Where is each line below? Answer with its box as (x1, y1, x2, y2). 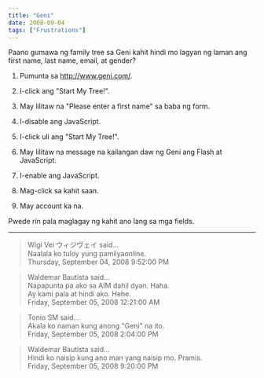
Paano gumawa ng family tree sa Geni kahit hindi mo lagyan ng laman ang (8, 48, 247, 57)
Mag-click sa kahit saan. (19, 186, 100, 196)
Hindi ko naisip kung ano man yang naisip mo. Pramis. (27, 353, 203, 362)
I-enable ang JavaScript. (19, 171, 100, 181)
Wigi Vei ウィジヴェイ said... (27, 240, 119, 250)
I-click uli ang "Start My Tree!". (19, 132, 119, 141)
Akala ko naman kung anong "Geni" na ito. (27, 321, 165, 331)
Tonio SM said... (27, 313, 80, 322)
